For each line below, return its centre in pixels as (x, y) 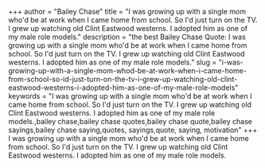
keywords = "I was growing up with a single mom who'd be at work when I (130, 96)
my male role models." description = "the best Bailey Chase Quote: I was (127, 37)
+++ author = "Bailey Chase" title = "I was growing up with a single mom (127, 12)
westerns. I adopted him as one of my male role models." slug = (113, 62)
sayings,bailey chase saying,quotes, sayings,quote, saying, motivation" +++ (133, 130)
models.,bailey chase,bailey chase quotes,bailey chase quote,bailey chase (131, 121)
